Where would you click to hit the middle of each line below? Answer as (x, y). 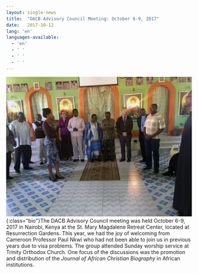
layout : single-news (32, 12)
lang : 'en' (19, 31)
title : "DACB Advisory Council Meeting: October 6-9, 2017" (83, 19)
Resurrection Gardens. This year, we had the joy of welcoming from (88, 233)
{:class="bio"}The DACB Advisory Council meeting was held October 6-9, (96, 220)
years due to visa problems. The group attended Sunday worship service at (98, 246)
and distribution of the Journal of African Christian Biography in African (93, 258)
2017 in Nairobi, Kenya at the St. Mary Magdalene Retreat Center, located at (98, 227)
